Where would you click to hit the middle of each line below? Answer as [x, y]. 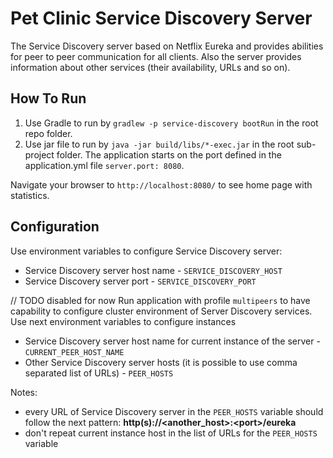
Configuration [55, 227]
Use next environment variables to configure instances [123, 321]
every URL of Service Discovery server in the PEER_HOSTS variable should [174, 411]
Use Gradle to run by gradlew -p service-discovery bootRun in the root [171, 123]
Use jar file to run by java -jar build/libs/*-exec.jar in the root [159, 144]
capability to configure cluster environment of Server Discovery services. [161, 311]
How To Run [48, 98]
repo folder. [48, 133]
